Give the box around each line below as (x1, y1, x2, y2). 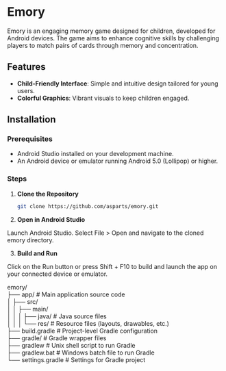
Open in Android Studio (16, 215, 86, 223)
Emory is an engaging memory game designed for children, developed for (7, 27, 216, 35)
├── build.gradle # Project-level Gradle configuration (7, 327, 158, 335)
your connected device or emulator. (7, 270, 108, 278)
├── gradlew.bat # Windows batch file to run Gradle (7, 348, 155, 357)
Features (7, 61, 46, 73)
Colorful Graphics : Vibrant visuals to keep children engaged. (16, 94, 190, 102)
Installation (7, 114, 56, 125)
